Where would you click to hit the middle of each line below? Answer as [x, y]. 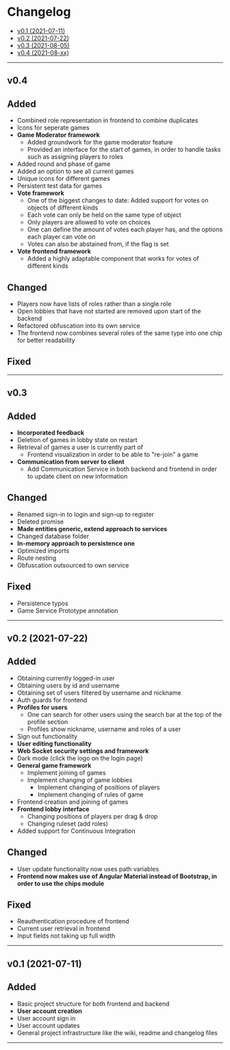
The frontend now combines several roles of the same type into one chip [119, 333]
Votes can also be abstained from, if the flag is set [98, 244]
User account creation [49, 1011]
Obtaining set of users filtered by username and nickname [99, 693]
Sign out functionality [47, 736]
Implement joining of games [66, 772]
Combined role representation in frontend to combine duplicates [107, 120]
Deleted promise [40, 522]
